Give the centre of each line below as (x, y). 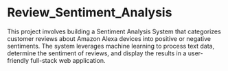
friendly (18, 60)
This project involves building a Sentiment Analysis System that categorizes (114, 31)
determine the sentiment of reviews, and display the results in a (97, 53)
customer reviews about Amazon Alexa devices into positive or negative (109, 38)
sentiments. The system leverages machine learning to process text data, (111, 46)
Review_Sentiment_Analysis (90, 13)
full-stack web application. (68, 60)
